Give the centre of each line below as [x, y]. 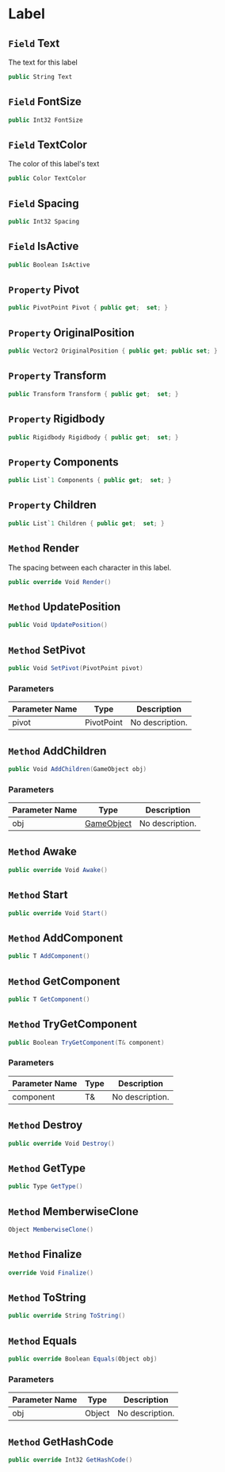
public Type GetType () [46, 1186]
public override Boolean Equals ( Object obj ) [83, 1359]
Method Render [44, 549]
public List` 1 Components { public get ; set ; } [90, 481]
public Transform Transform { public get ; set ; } [93, 394]
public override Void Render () [60, 582]
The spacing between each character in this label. [90, 567]
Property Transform [57, 376]
